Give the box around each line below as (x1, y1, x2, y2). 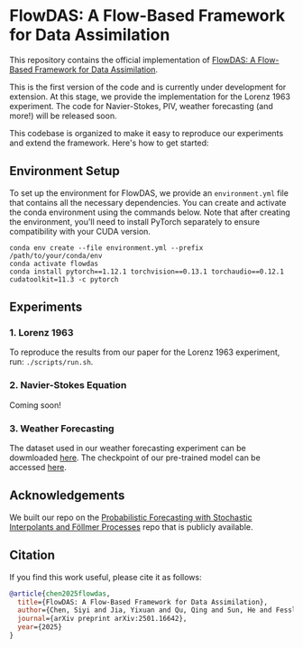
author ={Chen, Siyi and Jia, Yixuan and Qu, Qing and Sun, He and (17, 606, 272, 615)
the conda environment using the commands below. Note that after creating (9, 207, 290, 218)
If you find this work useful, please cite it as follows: (9, 571, 202, 582)
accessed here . (9, 462, 68, 473)
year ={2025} (17, 623, 63, 632)
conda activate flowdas (9, 259, 99, 268)
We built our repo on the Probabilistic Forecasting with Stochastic (9, 512, 252, 523)
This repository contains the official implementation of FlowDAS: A (9, 54, 256, 65)
